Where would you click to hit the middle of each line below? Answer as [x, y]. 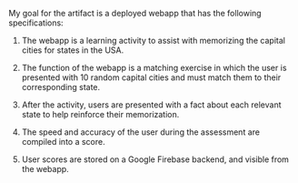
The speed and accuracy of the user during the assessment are [141, 132]
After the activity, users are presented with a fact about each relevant [152, 105]
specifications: [36, 23]
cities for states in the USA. [73, 50]
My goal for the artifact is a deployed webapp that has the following [135, 13]
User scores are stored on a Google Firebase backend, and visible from [155, 159]
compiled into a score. [63, 142]
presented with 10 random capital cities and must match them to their [151, 77]
